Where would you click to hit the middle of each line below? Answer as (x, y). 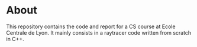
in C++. (15, 39)
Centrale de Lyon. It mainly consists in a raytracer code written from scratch (99, 32)
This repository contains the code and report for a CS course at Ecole (91, 26)
